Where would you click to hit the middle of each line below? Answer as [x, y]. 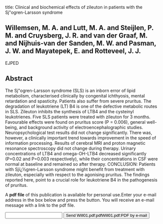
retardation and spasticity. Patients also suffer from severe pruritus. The [78, 101]
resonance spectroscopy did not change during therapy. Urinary [71, 148]
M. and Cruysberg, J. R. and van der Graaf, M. [76, 36]
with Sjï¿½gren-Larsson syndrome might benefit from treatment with [75, 169]
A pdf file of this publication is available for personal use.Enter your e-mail [81, 194]
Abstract [19, 79]
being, [12, 127]
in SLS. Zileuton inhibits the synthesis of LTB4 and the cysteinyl [70, 111]
